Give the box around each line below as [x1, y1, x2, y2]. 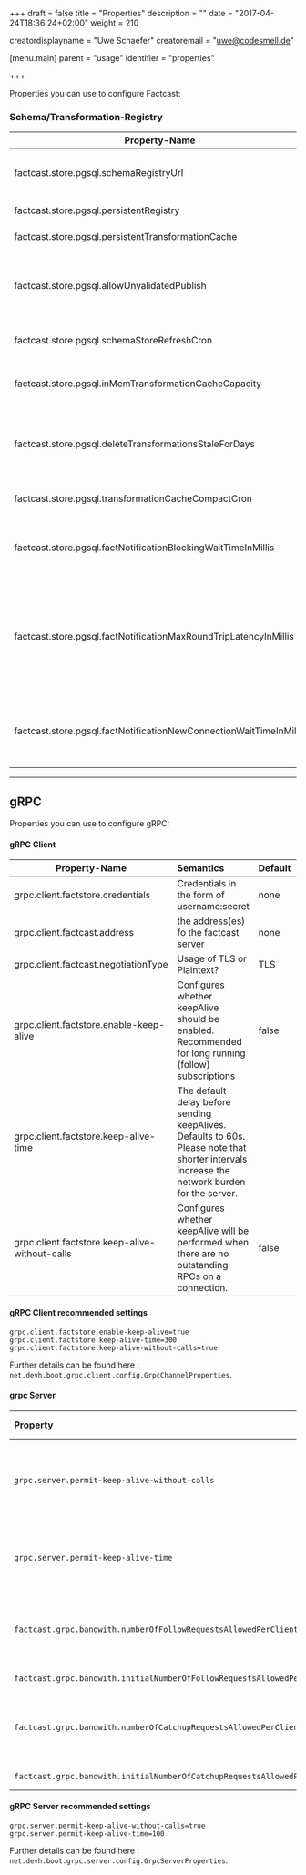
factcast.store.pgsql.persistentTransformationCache [14, 231, 238, 243]
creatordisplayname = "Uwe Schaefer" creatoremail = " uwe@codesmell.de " [9, 36, 294, 46]
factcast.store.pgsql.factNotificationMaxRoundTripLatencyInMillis [14, 630, 294, 643]
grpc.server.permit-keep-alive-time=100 [9, 1829, 166, 1839]
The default [177, 1084, 227, 1097]
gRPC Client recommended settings [9, 1306, 148, 1317]
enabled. [177, 1024, 215, 1037]
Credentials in [177, 877, 237, 890]
